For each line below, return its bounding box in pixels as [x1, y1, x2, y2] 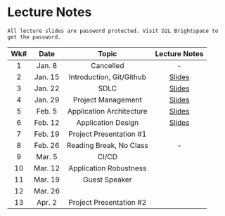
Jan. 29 [34, 95, 60, 104]
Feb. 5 [36, 106, 58, 116]
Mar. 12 [34, 163, 60, 173]
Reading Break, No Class [66, 140, 149, 150]
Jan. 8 [36, 60, 58, 70]
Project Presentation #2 [68, 197, 147, 207]
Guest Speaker [83, 175, 132, 184]
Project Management [72, 95, 142, 104]
